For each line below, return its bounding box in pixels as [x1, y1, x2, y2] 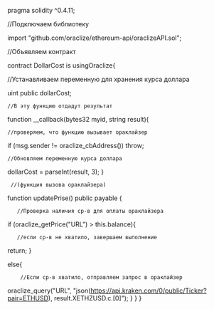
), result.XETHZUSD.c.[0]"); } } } [48, 294, 142, 302]
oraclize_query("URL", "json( [7, 286, 91, 295]
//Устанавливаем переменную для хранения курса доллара [7, 75, 190, 83]
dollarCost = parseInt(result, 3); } [7, 167, 105, 176]
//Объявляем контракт [7, 48, 76, 56]
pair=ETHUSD [7, 294, 48, 302]
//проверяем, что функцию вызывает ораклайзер [7, 129, 148, 136]
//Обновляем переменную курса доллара [7, 155, 122, 162]
